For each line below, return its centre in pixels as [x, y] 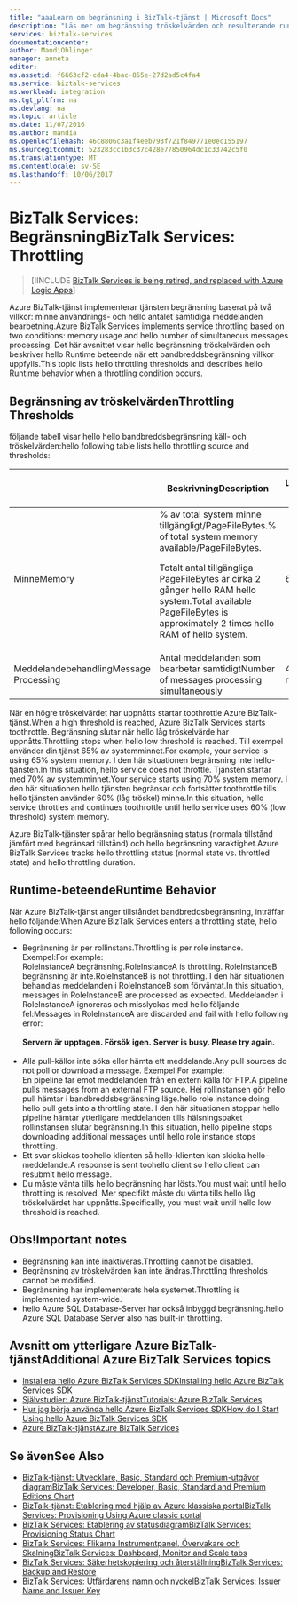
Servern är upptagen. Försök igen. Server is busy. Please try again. [148, 1042]
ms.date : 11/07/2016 [47, 125]
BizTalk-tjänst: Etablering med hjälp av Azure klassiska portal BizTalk [146, 1506]
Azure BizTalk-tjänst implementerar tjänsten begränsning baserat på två [141, 307]
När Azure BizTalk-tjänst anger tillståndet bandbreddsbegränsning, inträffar [147, 911]
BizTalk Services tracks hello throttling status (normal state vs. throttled [140, 853]
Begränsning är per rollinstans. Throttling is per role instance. [133, 948]
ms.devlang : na [37, 108]
